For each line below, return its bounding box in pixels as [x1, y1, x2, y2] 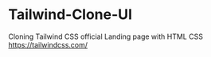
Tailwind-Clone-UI [8, 6, 133, 24]
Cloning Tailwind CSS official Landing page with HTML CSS [8, 32, 203, 41]
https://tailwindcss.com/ [8, 40, 88, 49]
